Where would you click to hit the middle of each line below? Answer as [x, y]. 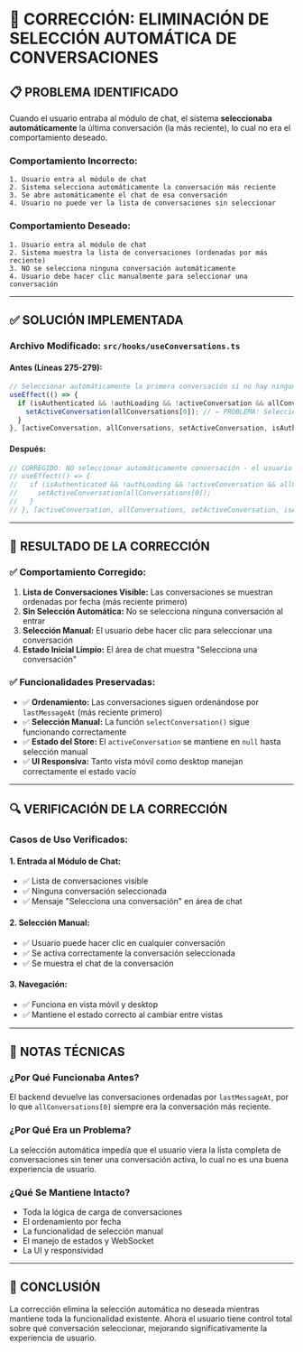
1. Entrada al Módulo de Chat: [65, 861]
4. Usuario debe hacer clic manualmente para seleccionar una [129, 276]
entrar [34, 620]
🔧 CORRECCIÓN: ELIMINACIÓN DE [139, 19]
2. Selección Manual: [50, 922]
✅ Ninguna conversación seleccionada [94, 891]
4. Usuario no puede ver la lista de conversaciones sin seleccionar [143, 203]
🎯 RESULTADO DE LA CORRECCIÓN [110, 546]
